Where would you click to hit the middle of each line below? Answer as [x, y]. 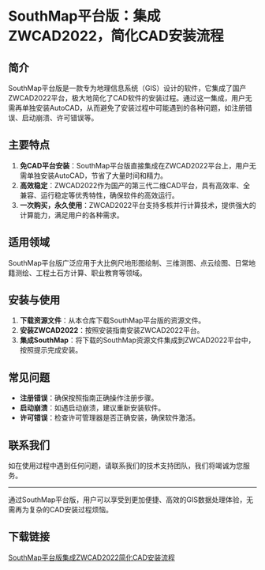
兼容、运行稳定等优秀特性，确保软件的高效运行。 [99, 195]
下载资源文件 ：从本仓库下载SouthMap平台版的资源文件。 [112, 320]
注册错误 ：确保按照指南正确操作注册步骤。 [89, 398]
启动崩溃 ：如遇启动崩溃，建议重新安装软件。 [92, 408]
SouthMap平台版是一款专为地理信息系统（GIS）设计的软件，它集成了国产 [127, 88]
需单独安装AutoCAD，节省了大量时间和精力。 [93, 176]
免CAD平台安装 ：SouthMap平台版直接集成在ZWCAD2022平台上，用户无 [138, 165]
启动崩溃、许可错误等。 [60, 118]
